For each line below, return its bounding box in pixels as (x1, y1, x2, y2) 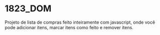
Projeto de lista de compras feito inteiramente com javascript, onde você (5, 19, 155, 25)
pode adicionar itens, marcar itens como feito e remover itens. (5, 24, 134, 30)
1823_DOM (5, 3, 52, 14)
